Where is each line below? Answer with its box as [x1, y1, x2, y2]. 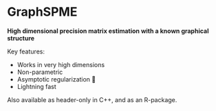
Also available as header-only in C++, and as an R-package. [7, 95, 177, 103]
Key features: [7, 47, 45, 56]
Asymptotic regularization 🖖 [17, 75, 96, 83]
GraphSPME [7, 4, 78, 20]
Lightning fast [17, 82, 56, 90]
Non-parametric [17, 68, 63, 76]
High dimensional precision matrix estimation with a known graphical [7, 27, 209, 35]
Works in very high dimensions [17, 60, 105, 69]
